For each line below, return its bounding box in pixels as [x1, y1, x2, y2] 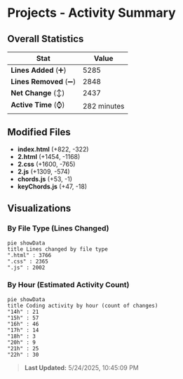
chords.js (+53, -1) [17, 174, 72, 183]
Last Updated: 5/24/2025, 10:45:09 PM [24, 363, 139, 372]
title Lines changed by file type [7, 245, 109, 253]
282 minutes [82, 101, 125, 111]
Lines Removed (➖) [11, 77, 76, 86]
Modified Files [7, 126, 72, 138]
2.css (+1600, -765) [17, 160, 76, 168]
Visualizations [7, 202, 72, 214]
